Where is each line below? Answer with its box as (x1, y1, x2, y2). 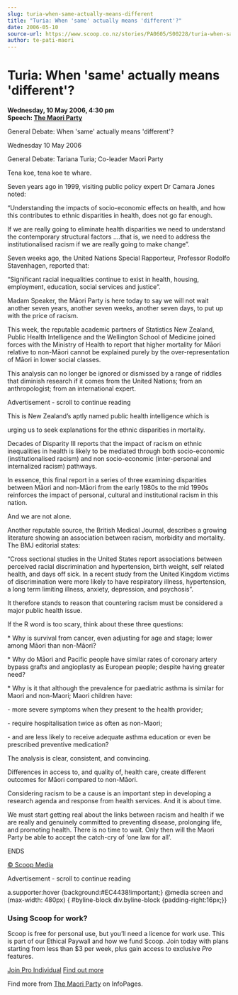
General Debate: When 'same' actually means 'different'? (7, 127, 174, 136)
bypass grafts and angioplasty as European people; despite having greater (7, 663, 225, 671)
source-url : (7, 30, 42, 38)
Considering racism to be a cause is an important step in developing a (7, 789, 212, 798)
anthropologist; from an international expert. (7, 384, 137, 393)
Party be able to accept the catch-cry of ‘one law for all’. (7, 833, 172, 842)
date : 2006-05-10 (7, 23, 59, 31)
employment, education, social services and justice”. (7, 283, 161, 291)
